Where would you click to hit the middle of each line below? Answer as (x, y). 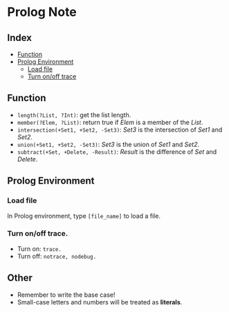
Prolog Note (42, 12)
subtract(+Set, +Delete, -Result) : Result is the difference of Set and (117, 151)
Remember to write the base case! (66, 295)
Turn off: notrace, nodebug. (57, 256)
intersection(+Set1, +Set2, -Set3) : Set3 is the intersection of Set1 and (120, 130)
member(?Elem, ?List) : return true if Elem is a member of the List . (110, 122)
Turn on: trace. (39, 249)
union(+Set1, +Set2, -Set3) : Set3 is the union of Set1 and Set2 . (108, 144)
